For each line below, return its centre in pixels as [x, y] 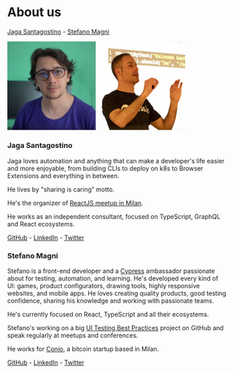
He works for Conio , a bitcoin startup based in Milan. [83, 349]
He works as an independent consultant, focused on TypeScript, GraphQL [114, 216]
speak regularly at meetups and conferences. [73, 335]
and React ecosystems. [41, 224]
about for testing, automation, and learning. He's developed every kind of [113, 278]
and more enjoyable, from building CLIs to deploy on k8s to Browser [105, 168]
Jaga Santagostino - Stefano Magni [58, 32]
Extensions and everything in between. [63, 175]
